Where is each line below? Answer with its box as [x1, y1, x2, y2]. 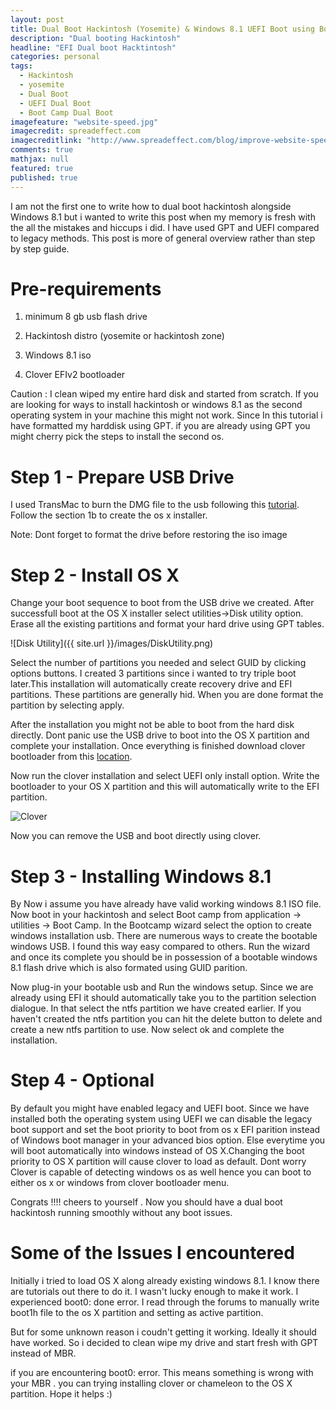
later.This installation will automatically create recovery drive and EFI [10, 678, 293, 690]
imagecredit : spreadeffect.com [10, 126, 141, 136]
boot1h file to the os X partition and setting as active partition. [10, 1307, 264, 1319]
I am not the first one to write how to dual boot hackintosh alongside [10, 200, 292, 212]
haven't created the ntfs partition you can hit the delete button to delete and [10, 1013, 323, 1025]
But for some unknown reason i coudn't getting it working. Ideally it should [10, 1326, 317, 1338]
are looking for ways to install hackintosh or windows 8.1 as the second [10, 399, 303, 411]
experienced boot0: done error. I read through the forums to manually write [10, 1296, 320, 1308]
